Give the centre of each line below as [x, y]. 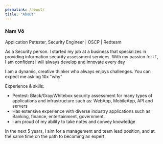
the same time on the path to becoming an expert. [56, 136]
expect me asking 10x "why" [34, 76]
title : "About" [21, 14]
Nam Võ [15, 31]
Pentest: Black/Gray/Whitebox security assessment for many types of [82, 96]
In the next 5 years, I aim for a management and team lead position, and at [80, 131]
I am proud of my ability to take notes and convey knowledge [74, 121]
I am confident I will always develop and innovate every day [65, 62]
